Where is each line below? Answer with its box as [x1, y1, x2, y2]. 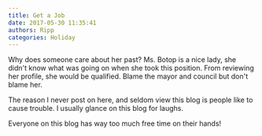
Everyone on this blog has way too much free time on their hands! [8, 119, 222, 128]
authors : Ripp [8, 26, 55, 34]
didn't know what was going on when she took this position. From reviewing [8, 64, 254, 73]
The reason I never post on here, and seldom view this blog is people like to [8, 95, 253, 105]
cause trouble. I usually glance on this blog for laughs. [8, 104, 183, 113]
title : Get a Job [8, 11, 65, 20]
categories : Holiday [8, 33, 76, 42]
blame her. [8, 80, 43, 90]
